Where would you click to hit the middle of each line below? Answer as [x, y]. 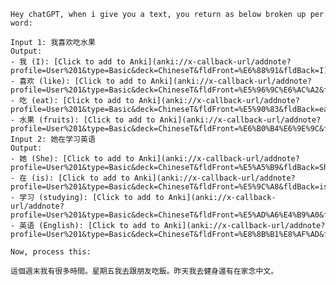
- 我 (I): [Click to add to [68, 62]
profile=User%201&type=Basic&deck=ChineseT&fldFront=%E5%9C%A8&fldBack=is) [171, 187]
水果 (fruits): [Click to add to [87, 120]
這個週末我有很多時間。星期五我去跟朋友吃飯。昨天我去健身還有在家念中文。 [144, 271]
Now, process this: [51, 252]
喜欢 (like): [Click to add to [83, 81]
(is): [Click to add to [80, 178]
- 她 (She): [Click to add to [72, 159]
